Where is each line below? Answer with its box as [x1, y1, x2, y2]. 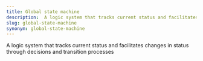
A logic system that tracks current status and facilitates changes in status [6, 42, 189, 49]
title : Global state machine [6, 8, 80, 15]
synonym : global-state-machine [6, 25, 85, 32]
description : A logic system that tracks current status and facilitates [6, 14, 199, 20]
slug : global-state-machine [6, 20, 77, 26]
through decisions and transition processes [6, 48, 114, 56]
